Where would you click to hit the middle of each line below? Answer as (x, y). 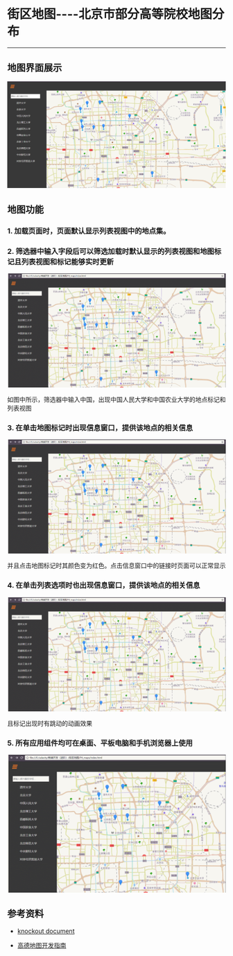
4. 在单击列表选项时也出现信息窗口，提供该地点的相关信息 (104, 586)
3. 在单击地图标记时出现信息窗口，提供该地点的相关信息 (100, 427)
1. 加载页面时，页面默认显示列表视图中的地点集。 (89, 231)
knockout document (46, 931)
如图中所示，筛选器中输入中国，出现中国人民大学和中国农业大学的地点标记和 (116, 400)
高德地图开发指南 (42, 945)
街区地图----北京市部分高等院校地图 (110, 14)
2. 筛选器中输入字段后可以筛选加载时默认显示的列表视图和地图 (111, 251)
